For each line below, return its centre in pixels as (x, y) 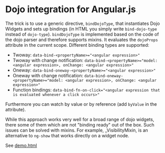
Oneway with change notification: (48, 75)
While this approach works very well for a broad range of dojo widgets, (80, 119)
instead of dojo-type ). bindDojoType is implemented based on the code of (82, 34)
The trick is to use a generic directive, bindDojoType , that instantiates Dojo (83, 23)
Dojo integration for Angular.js (71, 9)
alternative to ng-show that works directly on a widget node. (67, 135)
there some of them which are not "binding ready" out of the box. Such (80, 125)
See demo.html (21, 145)
